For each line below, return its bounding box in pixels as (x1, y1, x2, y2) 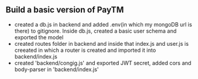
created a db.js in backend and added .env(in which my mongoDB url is (14, 21, 193, 28)
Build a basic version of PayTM (5, 5, 124, 15)
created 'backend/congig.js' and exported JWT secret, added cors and (14, 59, 191, 66)
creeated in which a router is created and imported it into (14, 46, 156, 54)
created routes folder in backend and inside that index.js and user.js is (14, 40, 189, 47)
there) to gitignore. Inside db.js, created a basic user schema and (14, 27, 177, 34)
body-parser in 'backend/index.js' (14, 66, 99, 73)
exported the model (14, 33, 64, 41)
